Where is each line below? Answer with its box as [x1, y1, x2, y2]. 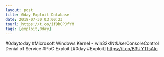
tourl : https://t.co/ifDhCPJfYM [5, 21, 74, 27]
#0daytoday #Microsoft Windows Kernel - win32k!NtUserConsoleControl [5, 40, 159, 46]
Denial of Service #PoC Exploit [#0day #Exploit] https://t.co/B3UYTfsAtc [5, 46, 158, 52]
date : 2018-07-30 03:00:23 [5, 17, 63, 22]
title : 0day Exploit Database [5, 12, 70, 17]
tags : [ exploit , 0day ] [5, 26, 52, 32]
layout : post [5, 7, 33, 13]
